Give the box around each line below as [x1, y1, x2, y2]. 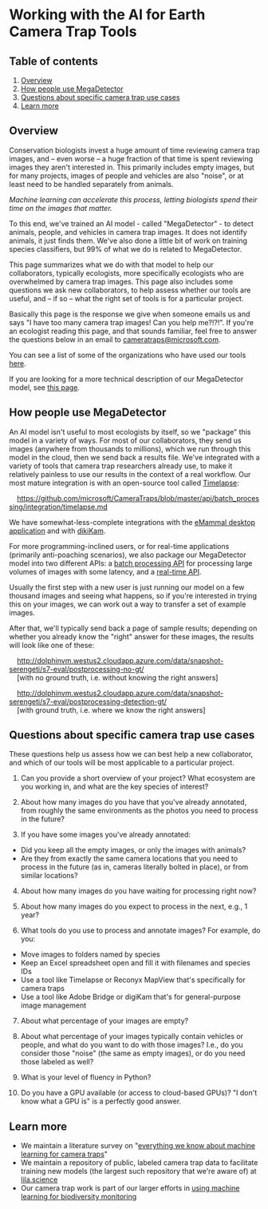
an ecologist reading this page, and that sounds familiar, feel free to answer [9, 326, 258, 336]
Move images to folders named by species [20, 949, 160, 960]
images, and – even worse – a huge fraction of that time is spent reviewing [9, 153, 254, 163]
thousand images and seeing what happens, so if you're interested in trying [9, 591, 258, 600]
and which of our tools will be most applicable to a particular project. [9, 758, 235, 768]
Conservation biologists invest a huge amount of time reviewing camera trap [9, 145, 260, 155]
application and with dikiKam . [9, 526, 106, 535]
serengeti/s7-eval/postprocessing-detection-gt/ [9, 697, 167, 706]
